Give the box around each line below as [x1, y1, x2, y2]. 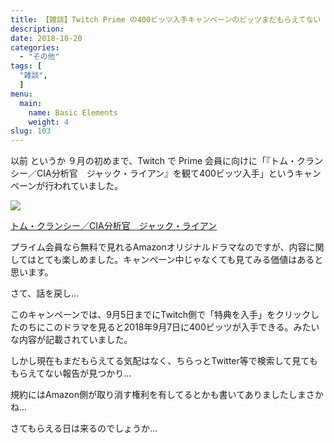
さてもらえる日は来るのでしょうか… [10, 422, 158, 435]
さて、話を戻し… [10, 287, 80, 300]
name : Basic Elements [28, 107, 118, 118]
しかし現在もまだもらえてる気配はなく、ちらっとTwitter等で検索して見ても [10, 355, 318, 367]
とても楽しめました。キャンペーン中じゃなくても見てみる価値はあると [36, 254, 324, 266]
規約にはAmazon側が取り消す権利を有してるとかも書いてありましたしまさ [10, 389, 315, 401]
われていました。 [53, 180, 124, 192]
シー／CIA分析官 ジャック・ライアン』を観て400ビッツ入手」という [10, 167, 295, 180]
